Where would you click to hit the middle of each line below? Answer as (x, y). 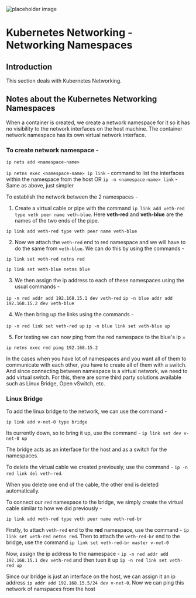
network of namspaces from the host (51, 589)
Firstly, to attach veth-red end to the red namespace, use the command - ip (97, 530)
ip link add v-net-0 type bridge (47, 422)
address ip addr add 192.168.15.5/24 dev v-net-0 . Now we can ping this (95, 583)
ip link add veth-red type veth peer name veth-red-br (74, 519)
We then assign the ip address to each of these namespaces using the (99, 281)
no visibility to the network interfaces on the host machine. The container (94, 128)
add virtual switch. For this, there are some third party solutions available (94, 377)
